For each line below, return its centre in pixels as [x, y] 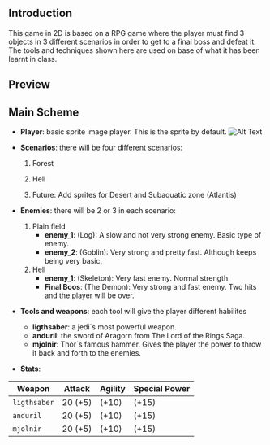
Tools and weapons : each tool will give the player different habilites [133, 312]
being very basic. [73, 261]
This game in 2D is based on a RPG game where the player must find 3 [126, 33]
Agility [113, 389]
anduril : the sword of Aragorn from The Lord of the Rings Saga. [139, 336]
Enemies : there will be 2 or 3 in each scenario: [98, 211]
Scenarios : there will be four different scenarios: [101, 148]
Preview [30, 85]
